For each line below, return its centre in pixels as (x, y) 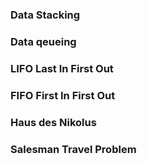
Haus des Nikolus (53, 122)
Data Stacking (45, 15)
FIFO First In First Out (63, 95)
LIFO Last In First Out (62, 68)
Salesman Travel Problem (73, 149)
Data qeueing (43, 41)
